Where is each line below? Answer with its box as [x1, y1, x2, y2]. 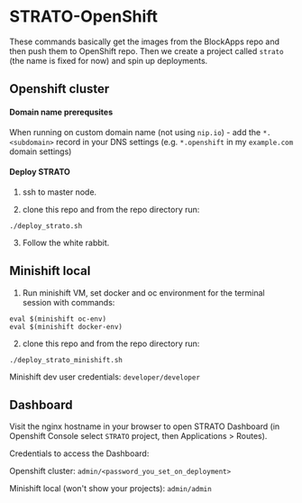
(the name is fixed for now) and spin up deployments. [9, 55, 208, 66]
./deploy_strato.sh [9, 221, 83, 231]
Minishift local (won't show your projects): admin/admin [9, 483, 212, 494]
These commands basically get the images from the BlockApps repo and [9, 36, 280, 47]
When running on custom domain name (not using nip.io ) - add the [9, 126, 261, 137]
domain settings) [9, 146, 72, 157]
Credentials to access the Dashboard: [9, 448, 150, 459]
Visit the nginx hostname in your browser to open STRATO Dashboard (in [9, 421, 280, 432]
